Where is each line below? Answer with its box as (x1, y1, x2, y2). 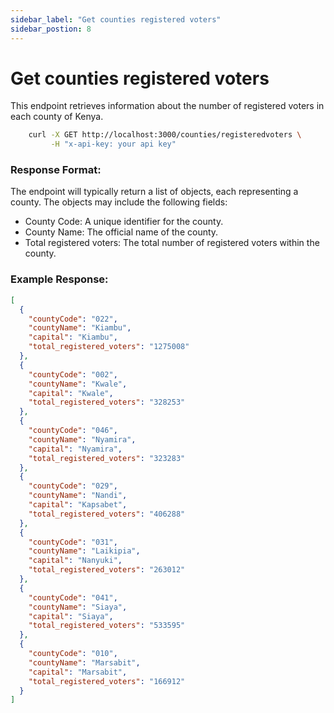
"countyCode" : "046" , (28, 426, 118, 436)
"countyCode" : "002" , (28, 369, 118, 380)
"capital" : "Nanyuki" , (28, 556, 123, 566)
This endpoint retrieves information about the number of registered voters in (10, 100, 325, 112)
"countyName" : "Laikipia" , (28, 546, 141, 556)
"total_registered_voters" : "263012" (28, 565, 186, 575)
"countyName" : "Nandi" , (28, 491, 128, 501)
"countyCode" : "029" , (28, 481, 118, 491)
